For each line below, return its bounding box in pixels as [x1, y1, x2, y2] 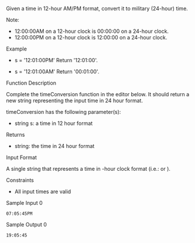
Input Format [6, 154, 37, 161]
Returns [6, 131, 25, 138]
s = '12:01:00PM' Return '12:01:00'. [14, 57, 98, 63]
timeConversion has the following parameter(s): [6, 109, 121, 115]
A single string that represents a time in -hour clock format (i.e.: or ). [6, 166, 171, 172]
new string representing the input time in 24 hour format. [6, 97, 143, 104]
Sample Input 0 [6, 200, 43, 206]
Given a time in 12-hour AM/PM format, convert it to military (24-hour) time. [6, 5, 189, 12]
